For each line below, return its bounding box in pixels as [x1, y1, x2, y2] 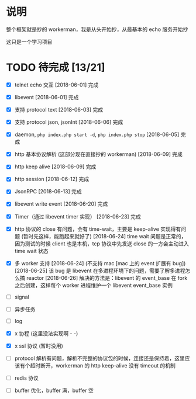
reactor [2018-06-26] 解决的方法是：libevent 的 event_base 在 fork [26, 274, 188, 281]
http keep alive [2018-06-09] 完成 [14, 163, 97, 170]
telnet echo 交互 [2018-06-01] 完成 [14, 81, 99, 88]
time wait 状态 [14, 247, 49, 254]
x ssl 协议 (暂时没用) [14, 342, 63, 349]
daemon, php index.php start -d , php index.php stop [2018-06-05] [14, 131, 180, 138]
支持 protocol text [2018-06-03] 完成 [14, 106, 104, 113]
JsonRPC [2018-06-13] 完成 [14, 188, 82, 195]
